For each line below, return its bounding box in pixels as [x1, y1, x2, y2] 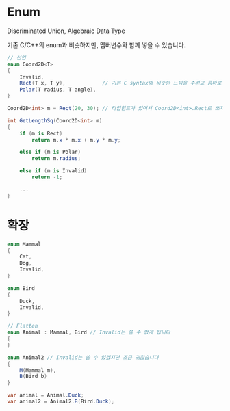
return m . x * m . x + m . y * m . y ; [31, 136, 121, 144]
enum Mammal [7, 241, 41, 248]
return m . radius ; [31, 155, 81, 162]
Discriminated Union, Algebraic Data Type [7, 27, 125, 35]
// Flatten [7, 323, 38, 330]
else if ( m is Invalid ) [19, 168, 88, 174]
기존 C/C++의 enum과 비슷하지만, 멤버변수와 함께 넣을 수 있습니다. [7, 40, 186, 49]
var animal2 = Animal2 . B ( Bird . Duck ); [7, 398, 115, 405]
